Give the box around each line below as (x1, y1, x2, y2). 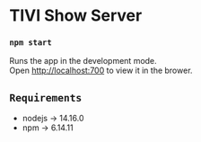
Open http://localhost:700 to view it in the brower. (9, 65, 193, 76)
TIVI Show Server (9, 5, 143, 26)
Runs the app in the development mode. (9, 56, 157, 67)
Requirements (9, 91, 83, 104)
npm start (9, 38, 52, 48)
